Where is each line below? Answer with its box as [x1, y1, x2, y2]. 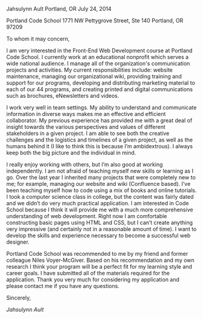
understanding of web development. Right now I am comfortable [6, 213, 167, 219]
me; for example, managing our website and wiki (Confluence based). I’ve [6, 180, 191, 187]
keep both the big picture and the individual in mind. [6, 149, 136, 156]
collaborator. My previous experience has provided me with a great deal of [6, 117, 193, 124]
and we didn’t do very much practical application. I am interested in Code [6, 200, 189, 207]
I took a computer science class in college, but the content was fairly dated [6, 193, 194, 200]
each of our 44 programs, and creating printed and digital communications [6, 86, 193, 93]
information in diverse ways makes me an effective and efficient [6, 111, 166, 117]
